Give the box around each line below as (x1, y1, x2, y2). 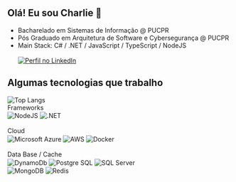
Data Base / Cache (7, 150, 63, 159)
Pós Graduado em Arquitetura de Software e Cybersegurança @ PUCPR (17, 33, 230, 42)
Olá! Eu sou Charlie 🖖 (7, 7, 102, 19)
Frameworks (7, 103, 44, 112)
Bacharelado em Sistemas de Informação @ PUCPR (17, 26, 169, 34)
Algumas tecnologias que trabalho (7, 77, 163, 89)
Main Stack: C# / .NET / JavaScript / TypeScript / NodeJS (17, 41, 187, 50)
